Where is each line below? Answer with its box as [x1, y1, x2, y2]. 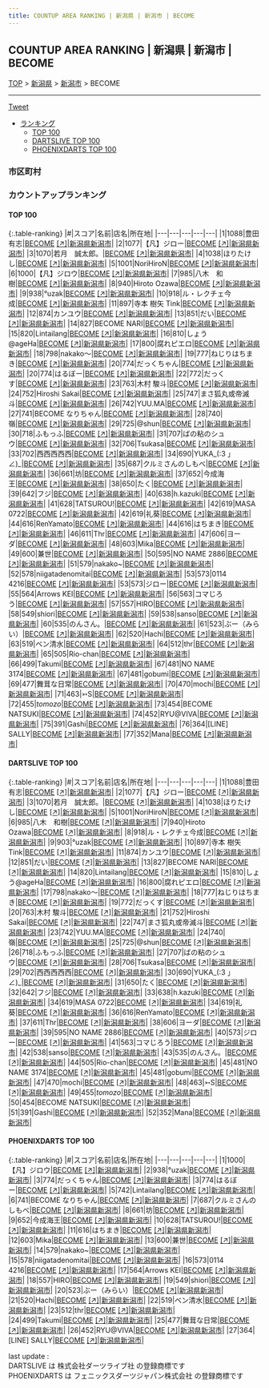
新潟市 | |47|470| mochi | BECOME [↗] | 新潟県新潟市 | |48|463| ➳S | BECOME [8, 1077, 247, 1087]
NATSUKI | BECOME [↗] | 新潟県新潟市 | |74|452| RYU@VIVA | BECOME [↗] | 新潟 [8, 710, 259, 719]
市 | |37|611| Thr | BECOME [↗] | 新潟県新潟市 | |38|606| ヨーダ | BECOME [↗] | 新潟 [8, 1017, 261, 1027]
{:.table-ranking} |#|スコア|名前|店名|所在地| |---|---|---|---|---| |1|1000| [8, 1155, 246, 1165]
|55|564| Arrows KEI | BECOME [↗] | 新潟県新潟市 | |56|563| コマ [8, 589, 210, 599]
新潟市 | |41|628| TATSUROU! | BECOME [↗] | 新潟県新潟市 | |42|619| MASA [22, 499, 256, 509]
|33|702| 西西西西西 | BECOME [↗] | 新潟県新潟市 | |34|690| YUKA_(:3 [8, 449, 226, 459]
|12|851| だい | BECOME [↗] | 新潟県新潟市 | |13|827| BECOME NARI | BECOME [8, 857, 249, 867]
